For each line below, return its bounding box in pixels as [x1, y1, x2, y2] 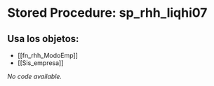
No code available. [7, 72, 62, 80]
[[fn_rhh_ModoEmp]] [17, 51, 79, 59]
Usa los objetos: [7, 33, 79, 45]
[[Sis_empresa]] [17, 59, 64, 67]
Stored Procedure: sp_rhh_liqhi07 [7, 5, 208, 21]
